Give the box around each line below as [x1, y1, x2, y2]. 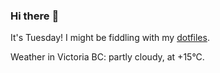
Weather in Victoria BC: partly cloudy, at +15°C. [10, 51, 205, 63]
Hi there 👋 [10, 9, 60, 23]
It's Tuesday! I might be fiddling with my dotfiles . [10, 32, 210, 44]
